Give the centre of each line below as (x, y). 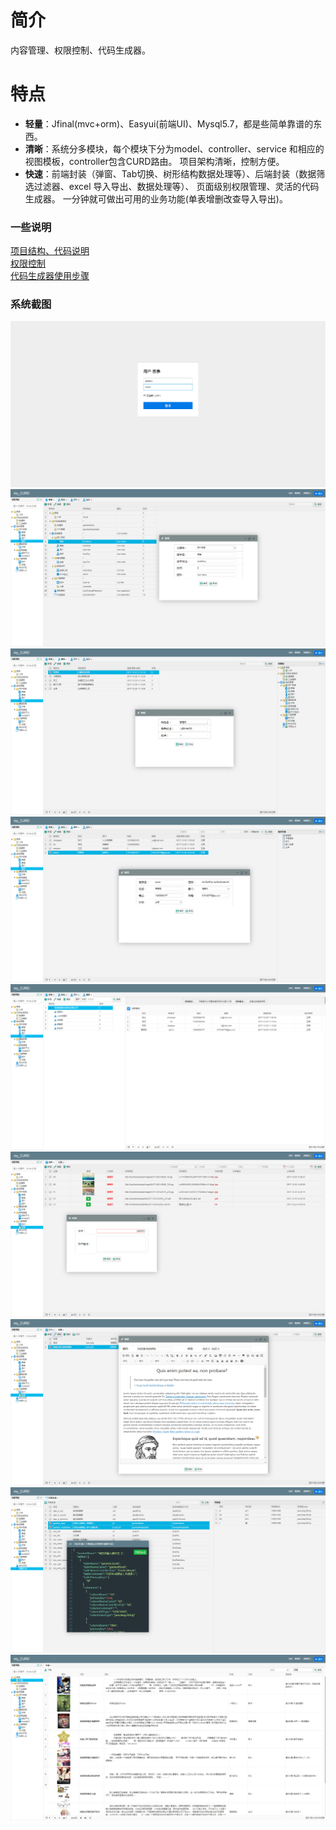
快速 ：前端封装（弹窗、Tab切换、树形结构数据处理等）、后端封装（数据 (170, 173)
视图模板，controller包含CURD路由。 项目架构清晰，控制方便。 (154, 161)
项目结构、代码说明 (50, 251)
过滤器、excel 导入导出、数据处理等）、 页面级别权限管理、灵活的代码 (176, 186)
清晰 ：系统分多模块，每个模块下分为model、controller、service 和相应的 (174, 148)
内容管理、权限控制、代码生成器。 (80, 50)
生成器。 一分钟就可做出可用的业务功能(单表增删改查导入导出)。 (156, 198)
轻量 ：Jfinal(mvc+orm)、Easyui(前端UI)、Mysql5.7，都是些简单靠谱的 (169, 123)
